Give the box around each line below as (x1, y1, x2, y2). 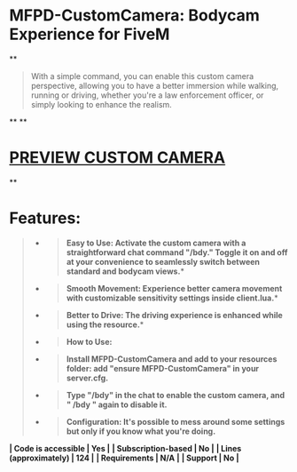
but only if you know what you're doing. (66, 426, 216, 436)
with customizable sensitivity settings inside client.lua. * (66, 292, 278, 303)
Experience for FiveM (9, 24, 170, 44)
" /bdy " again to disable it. (66, 399, 168, 410)
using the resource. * (66, 319, 145, 330)
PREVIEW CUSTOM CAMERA (9, 148, 226, 168)
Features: (9, 208, 82, 228)
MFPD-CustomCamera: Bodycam (9, 5, 260, 26)
